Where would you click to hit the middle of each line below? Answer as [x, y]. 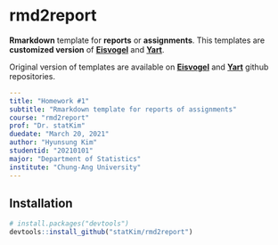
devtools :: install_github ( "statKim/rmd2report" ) [101, 233]
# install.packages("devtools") [69, 224]
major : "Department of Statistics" [75, 159]
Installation [41, 203]
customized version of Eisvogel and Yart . [87, 49]
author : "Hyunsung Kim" [53, 143]
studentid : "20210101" [51, 151]
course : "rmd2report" [49, 118]
